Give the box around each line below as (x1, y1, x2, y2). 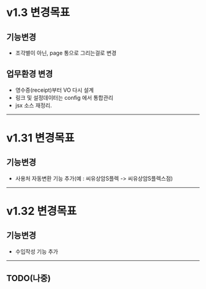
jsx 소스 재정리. (15, 102, 52, 109)
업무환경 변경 (6, 69, 53, 80)
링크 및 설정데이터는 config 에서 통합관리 (15, 94, 113, 101)
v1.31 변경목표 (6, 131, 75, 144)
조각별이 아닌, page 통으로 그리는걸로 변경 (15, 50, 116, 56)
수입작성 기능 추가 (15, 247, 58, 255)
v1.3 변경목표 (6, 6, 71, 20)
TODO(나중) (6, 273, 51, 283)
